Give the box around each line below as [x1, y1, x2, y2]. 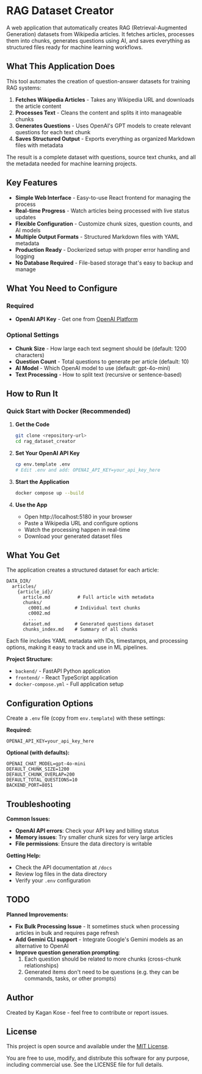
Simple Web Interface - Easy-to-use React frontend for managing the [15, 194, 191, 201]
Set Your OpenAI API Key [15, 449, 80, 456]
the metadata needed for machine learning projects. [6, 160, 137, 167]
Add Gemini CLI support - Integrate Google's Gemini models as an [15, 936, 183, 943]
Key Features [6, 178, 58, 188]
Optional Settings [6, 331, 59, 339]
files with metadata [15, 142, 63, 149]
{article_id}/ [17, 589, 53, 595]
